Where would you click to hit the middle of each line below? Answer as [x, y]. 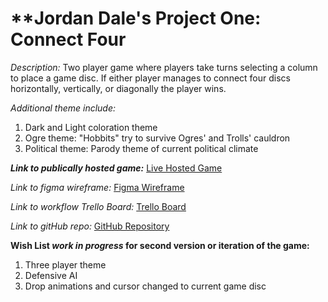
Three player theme [65, 264]
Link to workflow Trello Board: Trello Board [98, 206]
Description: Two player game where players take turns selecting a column [164, 67]
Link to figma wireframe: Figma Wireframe [97, 187]
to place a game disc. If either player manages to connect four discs [150, 78]
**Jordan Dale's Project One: [136, 18]
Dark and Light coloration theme [91, 127]
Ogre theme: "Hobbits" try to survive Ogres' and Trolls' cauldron [157, 138]
